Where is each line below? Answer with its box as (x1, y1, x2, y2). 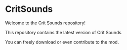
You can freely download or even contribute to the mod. (5, 39, 119, 45)
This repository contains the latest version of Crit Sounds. (5, 29, 123, 35)
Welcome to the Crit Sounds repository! (5, 20, 85, 26)
